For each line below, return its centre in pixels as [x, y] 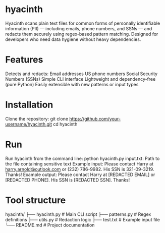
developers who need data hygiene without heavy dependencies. [73, 39]
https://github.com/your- [95, 119]
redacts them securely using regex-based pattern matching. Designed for [82, 34]
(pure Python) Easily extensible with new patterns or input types [72, 84]
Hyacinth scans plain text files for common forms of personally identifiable [83, 23]
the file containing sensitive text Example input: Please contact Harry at [79, 164]
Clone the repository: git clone [37, 119]
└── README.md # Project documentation [50, 225]
